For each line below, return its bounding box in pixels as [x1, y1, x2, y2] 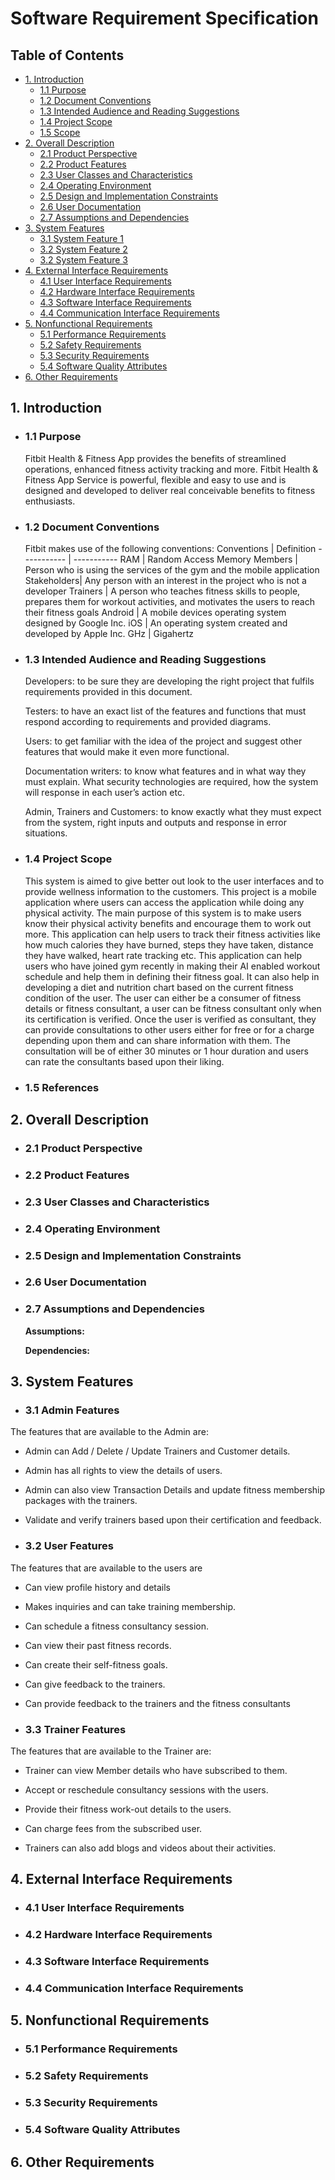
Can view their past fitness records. [24, 1639, 172, 1651]
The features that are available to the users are [10, 1562, 203, 1574]
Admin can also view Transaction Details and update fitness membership [24, 1484, 326, 1496]
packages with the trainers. [24, 1495, 138, 1507]
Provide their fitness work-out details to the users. [24, 1803, 232, 1815]
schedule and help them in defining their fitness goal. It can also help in [24, 970, 320, 982]
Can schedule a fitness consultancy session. [24, 1620, 210, 1632]
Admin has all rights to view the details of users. [24, 1465, 223, 1477]
